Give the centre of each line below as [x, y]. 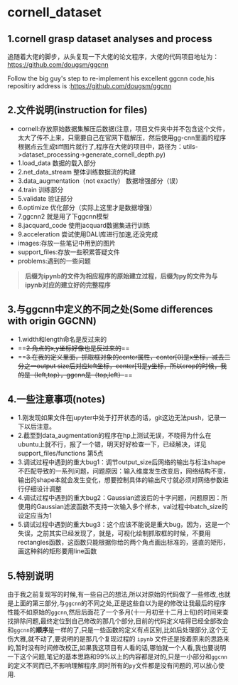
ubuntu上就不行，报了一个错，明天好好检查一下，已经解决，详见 [112, 444]
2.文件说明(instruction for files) [77, 110]
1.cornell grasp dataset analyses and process [110, 39]
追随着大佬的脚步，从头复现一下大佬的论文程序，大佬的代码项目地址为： [113, 57]
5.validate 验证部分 [45, 198]
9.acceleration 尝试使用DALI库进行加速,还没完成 [88, 234]
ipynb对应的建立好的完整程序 [68, 285]
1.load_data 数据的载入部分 [57, 163]
